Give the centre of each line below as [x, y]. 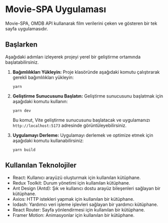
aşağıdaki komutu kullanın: [40, 101]
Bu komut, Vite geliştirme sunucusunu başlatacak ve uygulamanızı [81, 120]
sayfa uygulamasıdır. [27, 28]
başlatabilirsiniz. [22, 62]
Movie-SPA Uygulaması [56, 9]
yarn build [24, 150]
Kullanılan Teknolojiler [41, 165]
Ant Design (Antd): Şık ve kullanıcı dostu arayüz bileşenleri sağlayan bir [86, 188]
